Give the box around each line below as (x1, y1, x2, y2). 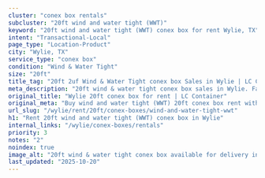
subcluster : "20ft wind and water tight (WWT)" (8, 19, 168, 27)
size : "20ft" (8, 70, 51, 78)
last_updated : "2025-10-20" (8, 158, 101, 166)
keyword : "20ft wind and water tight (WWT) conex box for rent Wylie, (8, 26, 245, 34)
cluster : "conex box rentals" (8, 11, 108, 20)
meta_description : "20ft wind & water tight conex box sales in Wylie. (8, 84, 248, 93)
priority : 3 (8, 128, 47, 136)
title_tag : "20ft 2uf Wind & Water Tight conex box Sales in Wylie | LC (8, 77, 252, 85)
